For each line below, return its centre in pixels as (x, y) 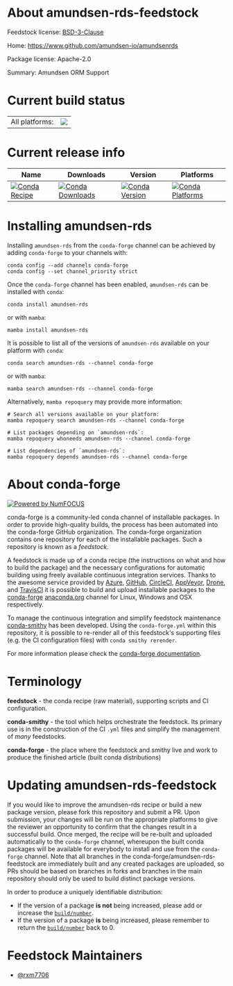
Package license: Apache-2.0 (49, 59)
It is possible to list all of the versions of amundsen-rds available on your (109, 343)
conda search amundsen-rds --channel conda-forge (80, 363)
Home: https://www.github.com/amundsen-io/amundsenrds (93, 45)
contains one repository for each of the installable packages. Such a (105, 539)
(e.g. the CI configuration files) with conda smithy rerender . (92, 640)
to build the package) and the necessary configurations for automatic (106, 567)
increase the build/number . (55, 912)
